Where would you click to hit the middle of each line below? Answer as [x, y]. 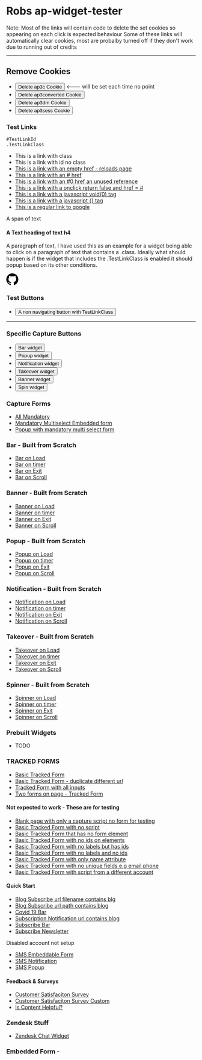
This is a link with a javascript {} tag [59, 201]
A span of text [24, 219]
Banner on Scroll [35, 525]
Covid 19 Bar [31, 912]
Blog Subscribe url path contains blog [62, 905]
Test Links [22, 126]
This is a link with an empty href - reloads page [73, 169]
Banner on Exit [33, 519]
